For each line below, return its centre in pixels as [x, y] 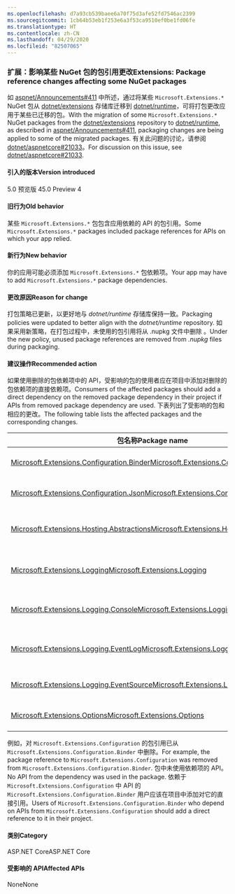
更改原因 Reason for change [48, 297]
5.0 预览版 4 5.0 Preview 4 [44, 189]
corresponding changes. [43, 422]
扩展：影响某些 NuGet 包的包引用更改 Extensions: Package [107, 72]
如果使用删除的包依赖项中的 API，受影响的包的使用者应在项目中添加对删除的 [117, 380]
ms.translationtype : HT [42, 27]
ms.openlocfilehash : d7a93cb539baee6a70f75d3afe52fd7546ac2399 [101, 14]
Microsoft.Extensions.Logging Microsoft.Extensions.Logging [109, 570]
